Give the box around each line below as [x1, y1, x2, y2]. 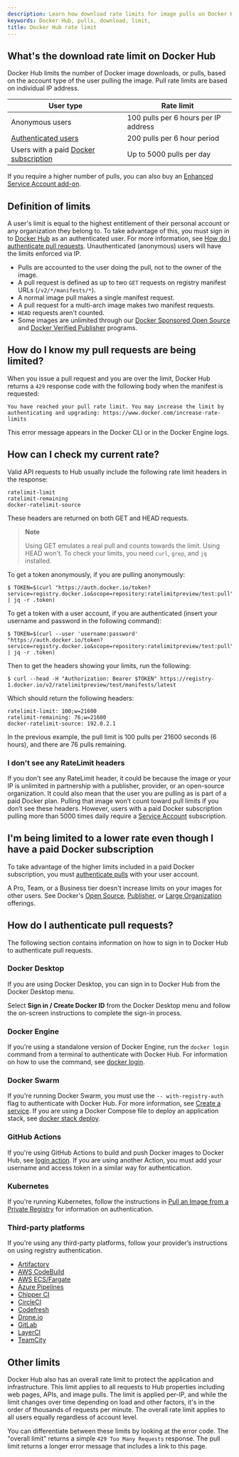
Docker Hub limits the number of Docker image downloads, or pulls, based [7, 69, 226, 78]
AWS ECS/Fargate [17, 1275, 71, 1284]
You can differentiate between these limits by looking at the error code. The [7, 1427, 229, 1436]
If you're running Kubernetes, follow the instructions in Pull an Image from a [7, 1197, 229, 1206]
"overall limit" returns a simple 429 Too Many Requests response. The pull [7, 1434, 221, 1443]
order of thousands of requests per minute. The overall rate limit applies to [7, 1406, 225, 1414]
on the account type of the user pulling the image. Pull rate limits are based [7, 76, 228, 85]
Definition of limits [7, 200, 91, 212]
